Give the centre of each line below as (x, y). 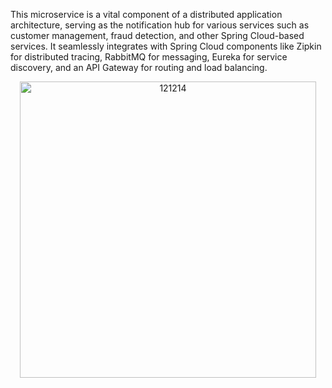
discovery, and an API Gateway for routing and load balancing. (139, 67)
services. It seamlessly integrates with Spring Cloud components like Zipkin (166, 46)
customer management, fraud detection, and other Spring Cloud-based (157, 35)
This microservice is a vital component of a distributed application (146, 14)
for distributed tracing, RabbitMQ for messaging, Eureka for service (149, 57)
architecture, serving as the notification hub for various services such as (160, 25)
